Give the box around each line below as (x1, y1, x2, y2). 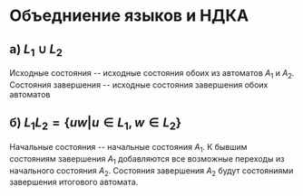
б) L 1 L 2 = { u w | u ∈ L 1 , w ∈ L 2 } (9, 115, 182, 133)
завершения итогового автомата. (9, 177, 139, 188)
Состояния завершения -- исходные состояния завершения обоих (9, 79, 269, 90)
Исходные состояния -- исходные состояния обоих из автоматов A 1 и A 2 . (9, 68, 295, 80)
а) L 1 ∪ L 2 (9, 42, 64, 59)
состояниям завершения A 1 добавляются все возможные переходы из (9, 153, 285, 166)
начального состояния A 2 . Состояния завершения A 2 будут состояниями (9, 164, 294, 178)
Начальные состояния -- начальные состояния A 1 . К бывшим (9, 141, 248, 154)
